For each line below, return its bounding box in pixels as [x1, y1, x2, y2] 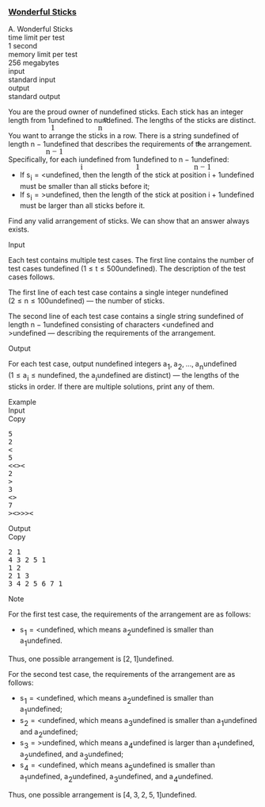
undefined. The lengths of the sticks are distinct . [97, 116, 256, 125]
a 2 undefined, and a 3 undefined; [19, 749, 124, 762]
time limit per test [8, 33, 65, 42]
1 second [8, 41, 38, 51]
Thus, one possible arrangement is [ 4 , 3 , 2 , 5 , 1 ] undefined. [8, 790, 198, 799]
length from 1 [8, 116, 51, 125]
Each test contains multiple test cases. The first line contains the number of [8, 256, 255, 265]
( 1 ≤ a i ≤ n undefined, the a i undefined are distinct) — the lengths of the [8, 371, 240, 382]
